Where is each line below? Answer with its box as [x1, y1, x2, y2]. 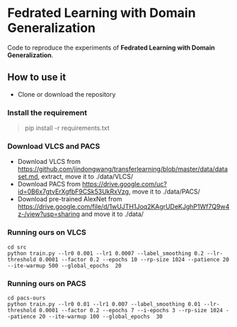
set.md [17, 172, 38, 181]
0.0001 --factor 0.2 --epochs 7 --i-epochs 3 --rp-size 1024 [38, 307, 223, 314]
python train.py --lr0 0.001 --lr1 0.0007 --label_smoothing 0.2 [7, 249, 204, 257]
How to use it [7, 71, 67, 83]
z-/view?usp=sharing [17, 210, 80, 218]
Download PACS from [17, 180, 81, 189]
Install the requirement [7, 107, 87, 117]
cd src [7, 244, 27, 251]
